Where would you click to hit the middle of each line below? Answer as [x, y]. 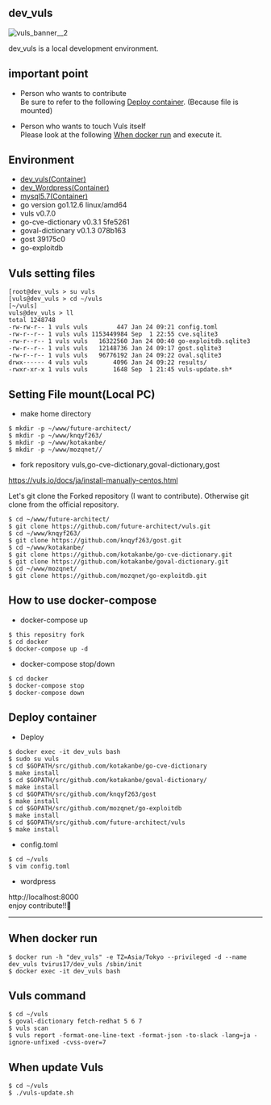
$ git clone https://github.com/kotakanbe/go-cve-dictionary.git [120, 555]
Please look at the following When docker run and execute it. [121, 134]
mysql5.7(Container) [54, 196]
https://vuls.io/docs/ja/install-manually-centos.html [94, 480]
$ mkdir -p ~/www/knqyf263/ [56, 436]
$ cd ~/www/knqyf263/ [45, 534]
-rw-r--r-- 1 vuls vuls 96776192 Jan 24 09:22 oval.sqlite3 [115, 356]
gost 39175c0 [43, 239]
